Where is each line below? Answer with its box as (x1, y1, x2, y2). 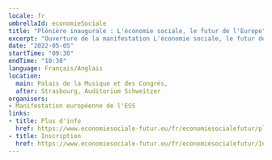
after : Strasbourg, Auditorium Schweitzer (15, 86, 161, 95)
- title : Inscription (8, 132, 82, 140)
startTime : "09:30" (8, 49, 74, 57)
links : (8, 110, 31, 118)
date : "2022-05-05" (8, 42, 74, 50)
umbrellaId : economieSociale (8, 19, 107, 27)
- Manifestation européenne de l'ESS (8, 102, 136, 110)
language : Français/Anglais (8, 65, 104, 73)
